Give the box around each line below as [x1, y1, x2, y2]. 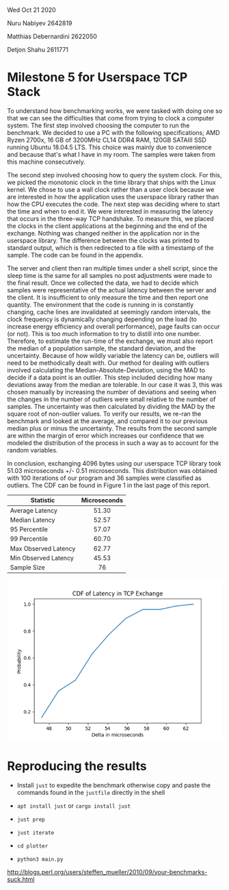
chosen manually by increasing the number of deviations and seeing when [7, 387, 217, 396]
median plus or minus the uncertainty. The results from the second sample [7, 424, 217, 432]
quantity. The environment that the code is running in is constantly [7, 301, 194, 309]
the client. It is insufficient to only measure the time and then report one [7, 293, 208, 301]
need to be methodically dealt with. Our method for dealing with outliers [7, 359, 210, 367]
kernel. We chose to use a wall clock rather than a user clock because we [7, 185, 215, 194]
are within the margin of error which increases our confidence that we [7, 431, 204, 440]
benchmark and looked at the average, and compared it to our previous [7, 417, 208, 425]
